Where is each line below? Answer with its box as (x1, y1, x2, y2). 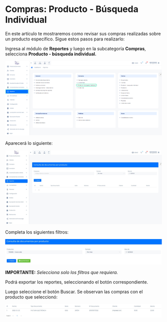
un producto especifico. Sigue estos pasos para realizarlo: (5, 36, 125, 42)
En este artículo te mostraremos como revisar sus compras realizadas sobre (5, 30, 161, 36)
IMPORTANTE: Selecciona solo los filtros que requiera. (5, 269, 118, 275)
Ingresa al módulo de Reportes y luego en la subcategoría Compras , (5, 45, 146, 51)
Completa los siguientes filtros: (5, 229, 69, 235)
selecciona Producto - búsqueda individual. (5, 51, 97, 57)
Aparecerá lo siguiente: (5, 140, 53, 146)
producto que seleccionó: (5, 294, 58, 300)
